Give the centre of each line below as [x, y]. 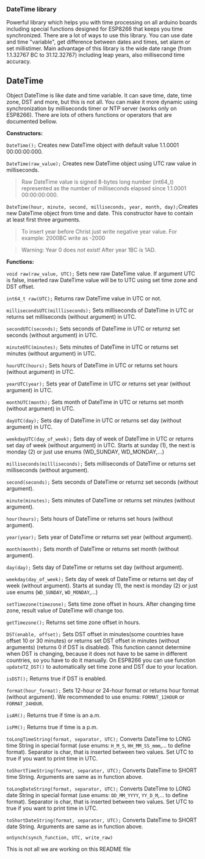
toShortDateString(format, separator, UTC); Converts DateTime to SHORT [102, 820]
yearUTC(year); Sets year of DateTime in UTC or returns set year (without [99, 384]
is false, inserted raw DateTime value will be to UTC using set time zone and [102, 280]
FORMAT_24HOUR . [25, 704]
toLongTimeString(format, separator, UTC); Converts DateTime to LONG [99, 739]
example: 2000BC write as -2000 [63, 238]
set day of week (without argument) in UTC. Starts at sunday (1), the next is [101, 445]
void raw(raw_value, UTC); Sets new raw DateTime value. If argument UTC [101, 273]
